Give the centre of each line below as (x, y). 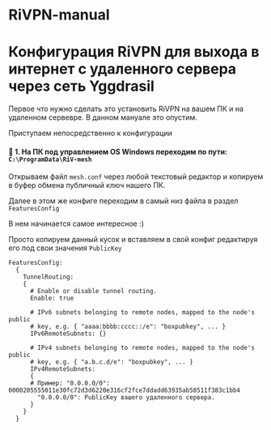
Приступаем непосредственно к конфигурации (90, 133)
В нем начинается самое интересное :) (76, 224)
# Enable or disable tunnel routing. (93, 292)
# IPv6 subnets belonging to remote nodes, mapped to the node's (142, 313)
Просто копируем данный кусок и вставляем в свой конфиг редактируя (133, 240)
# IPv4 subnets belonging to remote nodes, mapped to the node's (142, 348)
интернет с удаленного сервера (123, 69)
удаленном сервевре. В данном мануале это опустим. (103, 117)
